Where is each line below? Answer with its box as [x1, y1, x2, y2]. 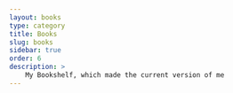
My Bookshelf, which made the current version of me [25, 71, 225, 80]
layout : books [9, 12, 62, 22]
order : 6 [9, 54, 42, 63]
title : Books [9, 29, 58, 38]
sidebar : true [9, 46, 62, 55]
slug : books [9, 37, 53, 47]
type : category [9, 21, 66, 30]
